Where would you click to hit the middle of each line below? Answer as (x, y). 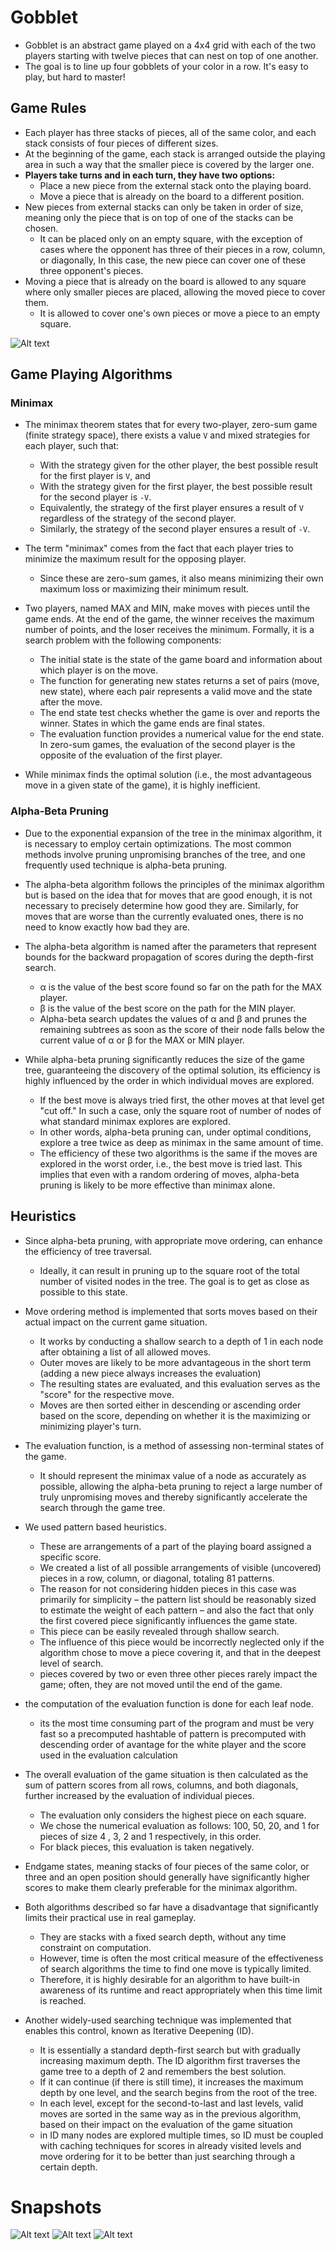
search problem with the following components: (123, 640)
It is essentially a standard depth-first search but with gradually (170, 2050)
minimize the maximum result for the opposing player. (135, 559)
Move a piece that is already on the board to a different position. (172, 196)
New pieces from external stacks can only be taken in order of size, (164, 207)
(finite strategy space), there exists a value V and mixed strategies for (167, 435)
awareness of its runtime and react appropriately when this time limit (181, 1990)
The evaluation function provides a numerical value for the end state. (182, 734)
